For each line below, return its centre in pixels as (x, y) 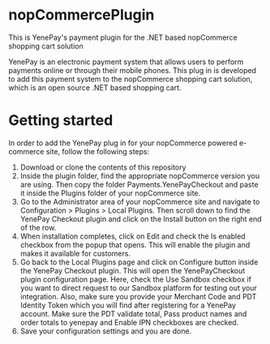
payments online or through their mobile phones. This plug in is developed (133, 70)
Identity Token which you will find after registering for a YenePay (128, 305)
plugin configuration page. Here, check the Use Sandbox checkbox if (135, 279)
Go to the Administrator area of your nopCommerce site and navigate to (140, 201)
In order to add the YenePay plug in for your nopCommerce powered (123, 143)
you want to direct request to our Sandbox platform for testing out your (139, 288)
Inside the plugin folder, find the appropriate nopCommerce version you (140, 175)
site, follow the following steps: (98, 151)
